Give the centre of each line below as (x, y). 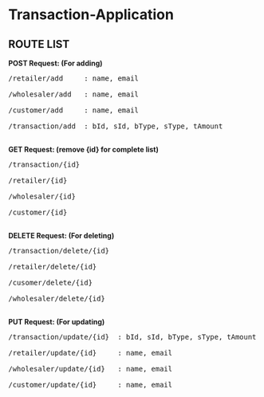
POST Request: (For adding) (55, 63)
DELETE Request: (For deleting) (61, 236)
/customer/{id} (38, 212)
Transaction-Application (91, 15)
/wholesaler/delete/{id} (57, 299)
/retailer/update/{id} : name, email (91, 353)
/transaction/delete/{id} (59, 251)
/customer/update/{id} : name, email (91, 385)
